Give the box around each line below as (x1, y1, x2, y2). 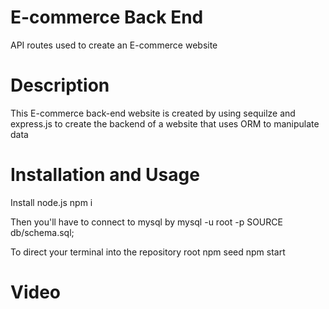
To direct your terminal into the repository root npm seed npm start (10, 246, 286, 258)
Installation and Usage (10, 164, 200, 186)
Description (10, 74, 110, 97)
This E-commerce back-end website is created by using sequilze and (10, 107, 296, 119)
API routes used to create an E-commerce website (10, 39, 218, 51)
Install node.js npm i (10, 196, 93, 208)
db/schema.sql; (10, 226, 75, 238)
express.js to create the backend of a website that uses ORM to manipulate (10, 117, 320, 130)
